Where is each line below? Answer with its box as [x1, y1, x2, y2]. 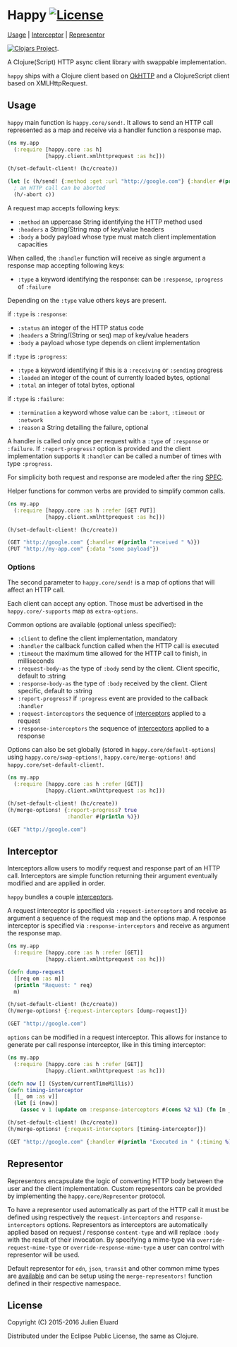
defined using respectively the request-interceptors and [7, 1213, 174, 1221]
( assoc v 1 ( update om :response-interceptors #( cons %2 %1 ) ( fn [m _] [20, 1106, 235, 1113]
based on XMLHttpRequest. [7, 78, 88, 88]
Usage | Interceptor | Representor [7, 30, 105, 39]
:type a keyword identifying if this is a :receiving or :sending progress [17, 366, 224, 374]
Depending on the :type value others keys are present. [7, 296, 167, 304]
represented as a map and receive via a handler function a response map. [7, 126, 222, 134]
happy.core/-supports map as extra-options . [7, 607, 139, 616]
